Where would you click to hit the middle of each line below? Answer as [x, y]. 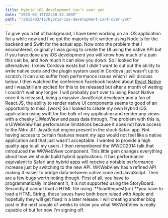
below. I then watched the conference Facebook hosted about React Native [83, 82]
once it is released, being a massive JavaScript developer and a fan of [78, 98]
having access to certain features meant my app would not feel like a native [83, 135]
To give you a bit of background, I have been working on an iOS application [83, 34]
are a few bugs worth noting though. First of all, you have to [67, 178]
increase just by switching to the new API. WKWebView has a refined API [81, 167]
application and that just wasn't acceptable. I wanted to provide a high [78, 140]
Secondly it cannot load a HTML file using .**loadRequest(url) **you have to [84, 189]
